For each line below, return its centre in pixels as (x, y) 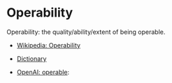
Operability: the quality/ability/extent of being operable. (86, 32)
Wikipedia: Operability (49, 45)
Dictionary (31, 58)
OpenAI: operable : (43, 72)
